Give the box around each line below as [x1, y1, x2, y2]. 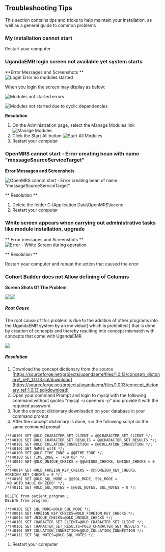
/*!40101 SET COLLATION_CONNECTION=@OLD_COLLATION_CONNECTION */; [5, 528, 144, 533]
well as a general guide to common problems [5, 22, 96, 28]
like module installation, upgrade [5, 225, 85, 232]
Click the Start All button [12, 133, 62, 139]
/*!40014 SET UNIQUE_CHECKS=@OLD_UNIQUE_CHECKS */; [5, 515, 113, 520]
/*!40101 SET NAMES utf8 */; [5, 446, 65, 451]
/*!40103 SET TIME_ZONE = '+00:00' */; [5, 455, 87, 460]
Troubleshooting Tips [5, 4, 73, 12]
